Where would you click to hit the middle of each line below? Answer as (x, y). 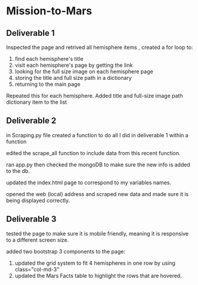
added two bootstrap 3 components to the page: (66, 251)
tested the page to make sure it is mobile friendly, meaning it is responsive (98, 233)
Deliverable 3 (31, 219)
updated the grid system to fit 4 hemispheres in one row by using (95, 263)
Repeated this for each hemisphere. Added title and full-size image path (95, 96)
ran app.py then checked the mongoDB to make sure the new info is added (98, 165)
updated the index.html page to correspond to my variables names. (89, 182)
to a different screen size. (38, 240)
